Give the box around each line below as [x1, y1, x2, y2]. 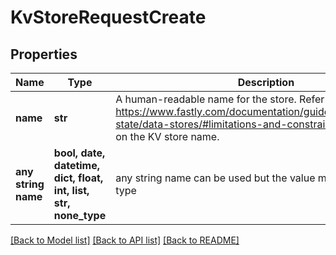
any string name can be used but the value [115, 171, 316, 185]
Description [237, 76, 295, 89]
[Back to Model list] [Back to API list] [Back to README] [10, 234, 240, 246]
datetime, [53, 159, 101, 172]
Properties [10, 46, 78, 63]
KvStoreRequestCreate [10, 6, 207, 29]
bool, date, [53, 146, 106, 160]
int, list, [53, 184, 90, 197]
